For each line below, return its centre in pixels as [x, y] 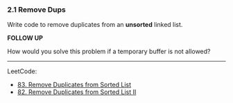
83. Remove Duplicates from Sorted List [74, 85]
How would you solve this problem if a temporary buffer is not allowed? [109, 51]
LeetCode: [22, 71]
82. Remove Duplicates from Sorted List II [77, 92]
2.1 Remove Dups [36, 10]
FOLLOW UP [25, 38]
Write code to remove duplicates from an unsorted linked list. [95, 25]
